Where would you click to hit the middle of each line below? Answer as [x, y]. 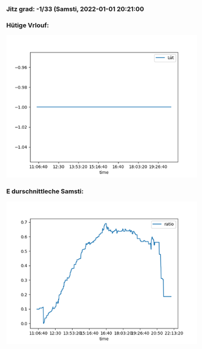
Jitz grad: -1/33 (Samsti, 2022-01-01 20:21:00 [75, 9]
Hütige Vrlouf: [28, 25]
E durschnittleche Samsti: [45, 191]
